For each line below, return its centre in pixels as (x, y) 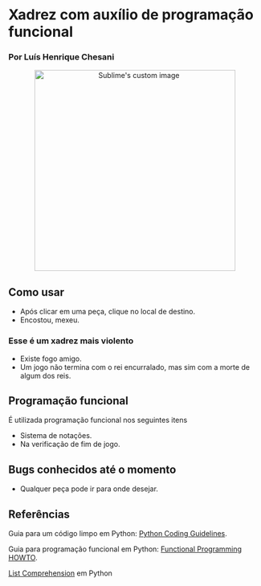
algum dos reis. (45, 375)
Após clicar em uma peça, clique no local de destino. (108, 312)
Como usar (37, 292)
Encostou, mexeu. (50, 320)
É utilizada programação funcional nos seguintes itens (98, 420)
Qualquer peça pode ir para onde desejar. (89, 489)
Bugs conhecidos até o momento (92, 469)
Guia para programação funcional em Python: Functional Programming (125, 549)
